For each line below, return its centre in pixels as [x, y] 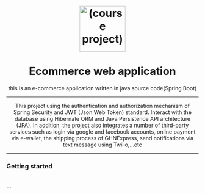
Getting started [30, 166]
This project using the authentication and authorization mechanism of [103, 106]
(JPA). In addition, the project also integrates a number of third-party [103, 125]
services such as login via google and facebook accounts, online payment [103, 131]
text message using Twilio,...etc [103, 145]
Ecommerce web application [103, 71]
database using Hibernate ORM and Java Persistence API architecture [103, 118]
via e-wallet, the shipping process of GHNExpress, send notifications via [103, 138]
